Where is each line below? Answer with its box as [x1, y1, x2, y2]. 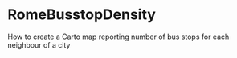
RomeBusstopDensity [7, 6, 156, 24]
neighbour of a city [7, 40, 71, 49]
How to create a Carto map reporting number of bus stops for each [7, 32, 230, 41]
